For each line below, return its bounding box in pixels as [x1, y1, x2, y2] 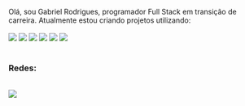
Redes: [8, 62, 37, 74]
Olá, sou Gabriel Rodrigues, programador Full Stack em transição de [8, 7, 238, 16]
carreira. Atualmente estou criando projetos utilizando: [8, 15, 191, 25]
